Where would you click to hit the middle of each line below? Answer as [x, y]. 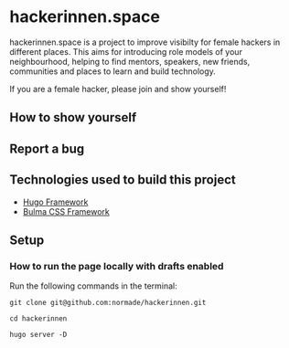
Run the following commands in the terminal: [94, 286]
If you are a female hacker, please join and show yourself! [118, 89]
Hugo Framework [55, 202]
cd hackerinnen [38, 319]
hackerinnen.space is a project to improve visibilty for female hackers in [145, 42]
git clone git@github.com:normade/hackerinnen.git [108, 303]
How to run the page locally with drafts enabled [117, 266]
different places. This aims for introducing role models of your [126, 51]
